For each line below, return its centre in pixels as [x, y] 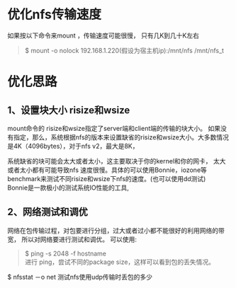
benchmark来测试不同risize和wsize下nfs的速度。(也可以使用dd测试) [107, 178]
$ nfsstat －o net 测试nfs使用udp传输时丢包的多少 [80, 277]
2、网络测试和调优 [48, 212]
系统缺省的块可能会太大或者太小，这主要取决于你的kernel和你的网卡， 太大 [117, 161]
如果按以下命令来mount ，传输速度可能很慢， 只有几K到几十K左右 [103, 35]
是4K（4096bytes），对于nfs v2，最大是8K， [73, 146]
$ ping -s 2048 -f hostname [66, 253]
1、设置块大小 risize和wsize [69, 110]
